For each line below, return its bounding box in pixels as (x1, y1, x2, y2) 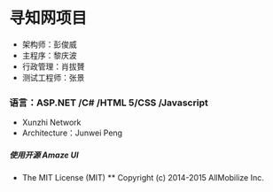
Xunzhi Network (21, 117, 82, 128)
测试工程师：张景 (21, 72, 85, 82)
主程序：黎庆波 (21, 50, 77, 60)
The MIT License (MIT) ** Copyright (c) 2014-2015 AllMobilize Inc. (21, 173, 264, 183)
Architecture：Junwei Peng (21, 127, 122, 138)
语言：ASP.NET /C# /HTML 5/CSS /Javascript (9, 96, 208, 109)
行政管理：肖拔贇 (21, 61, 85, 72)
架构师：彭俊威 (21, 39, 77, 50)
